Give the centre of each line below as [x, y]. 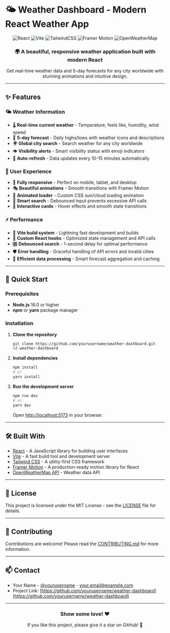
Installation [19, 324]
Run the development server [43, 386]
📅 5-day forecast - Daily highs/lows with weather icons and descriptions [88, 137]
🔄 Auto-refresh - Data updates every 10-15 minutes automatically [81, 158]
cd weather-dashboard [35, 348]
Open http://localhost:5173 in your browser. [57, 415]
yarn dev [22, 405]
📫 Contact [23, 570]
